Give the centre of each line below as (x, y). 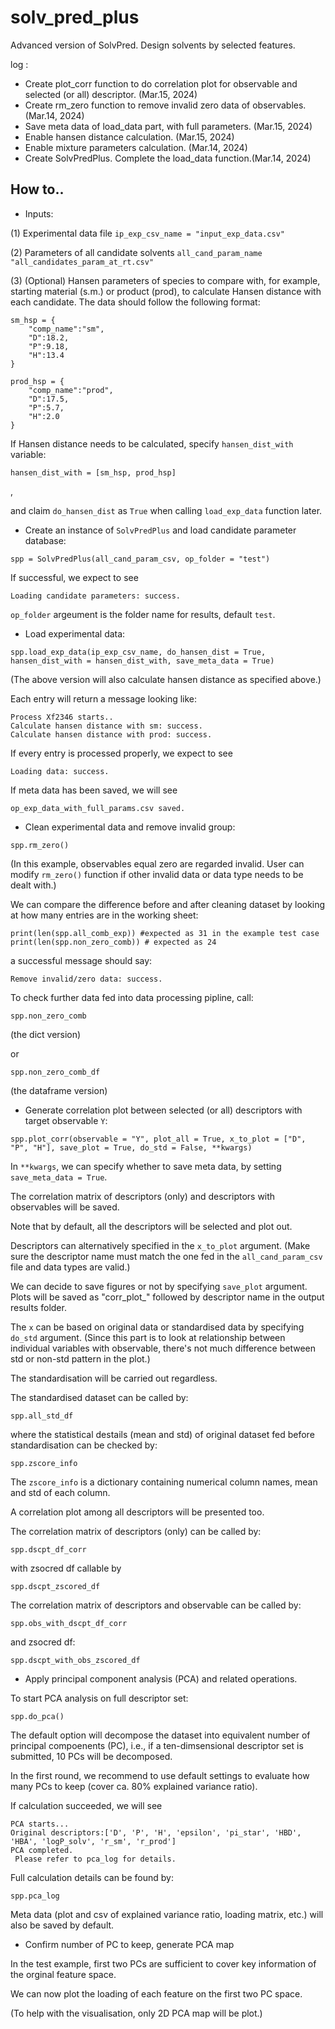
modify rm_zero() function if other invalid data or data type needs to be (157, 874)
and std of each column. (60, 1492)
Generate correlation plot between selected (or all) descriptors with (163, 1110)
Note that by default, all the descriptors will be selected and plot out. (151, 1226)
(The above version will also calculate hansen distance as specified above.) (166, 679)
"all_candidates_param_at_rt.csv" (82, 262)
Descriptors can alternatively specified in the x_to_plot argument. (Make (160, 1245)
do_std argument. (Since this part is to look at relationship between (148, 1337)
